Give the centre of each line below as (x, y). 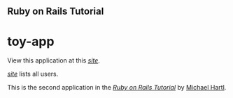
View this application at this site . (54, 60)
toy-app (31, 41)
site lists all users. (33, 74)
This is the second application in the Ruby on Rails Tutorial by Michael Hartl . (117, 88)
